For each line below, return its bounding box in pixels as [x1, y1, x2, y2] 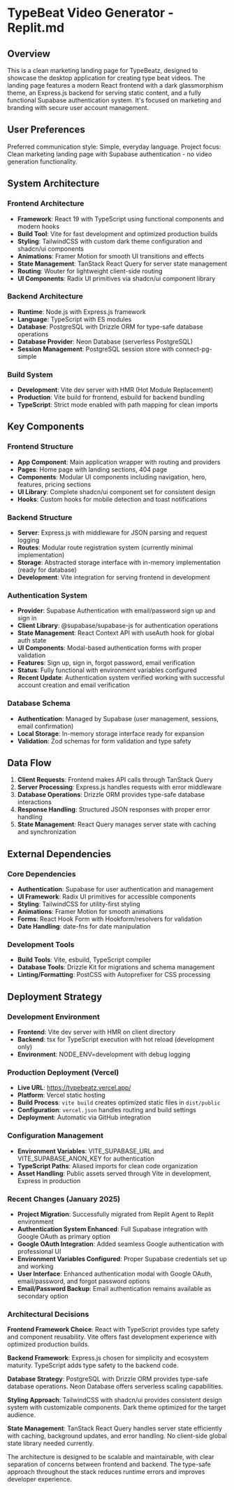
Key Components [7, 421, 85, 432]
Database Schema [7, 699, 71, 709]
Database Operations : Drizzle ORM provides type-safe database [17, 791, 205, 799]
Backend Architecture [7, 292, 84, 301]
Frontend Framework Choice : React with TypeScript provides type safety [7, 1325, 220, 1334]
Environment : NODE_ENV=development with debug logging [17, 1050, 191, 1059]
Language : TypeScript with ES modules [17, 315, 132, 323]
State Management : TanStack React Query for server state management [17, 259, 228, 268]
